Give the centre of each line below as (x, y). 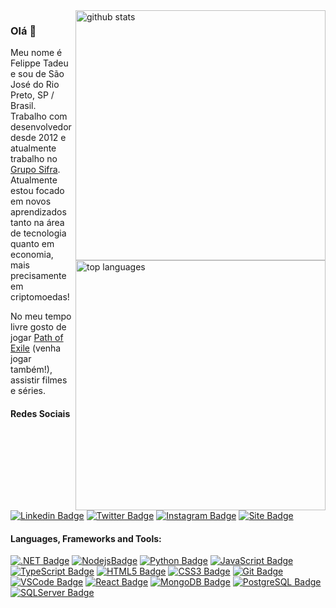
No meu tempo (41, 316)
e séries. (28, 391)
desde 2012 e (38, 138)
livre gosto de (38, 327)
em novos (31, 201)
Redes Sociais (40, 413)
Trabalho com (39, 116)
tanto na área (37, 223)
